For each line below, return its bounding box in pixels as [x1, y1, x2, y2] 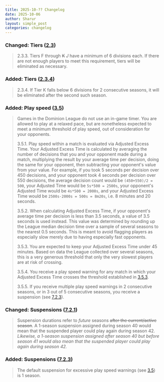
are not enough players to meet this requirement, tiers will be [17, 58, 141, 64]
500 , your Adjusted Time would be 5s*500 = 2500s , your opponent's [17, 183, 154, 189]
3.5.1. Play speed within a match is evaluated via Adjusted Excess [17, 141, 149, 147]
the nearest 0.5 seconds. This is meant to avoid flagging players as [17, 229, 153, 235]
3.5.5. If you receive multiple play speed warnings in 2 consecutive [17, 284, 152, 289]
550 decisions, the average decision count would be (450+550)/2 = [17, 178, 153, 184]
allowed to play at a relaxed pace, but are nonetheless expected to [17, 121, 152, 127]
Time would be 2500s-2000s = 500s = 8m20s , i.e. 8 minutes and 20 [17, 193, 151, 199]
